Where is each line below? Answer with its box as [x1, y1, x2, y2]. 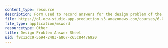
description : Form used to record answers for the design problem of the [5, 12, 162, 17]
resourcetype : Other [5, 26, 48, 31]
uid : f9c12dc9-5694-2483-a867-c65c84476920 [5, 35, 97, 40]
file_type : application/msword [5, 21, 70, 26]
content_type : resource [5, 7, 55, 12]
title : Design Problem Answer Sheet [5, 30, 81, 35]
